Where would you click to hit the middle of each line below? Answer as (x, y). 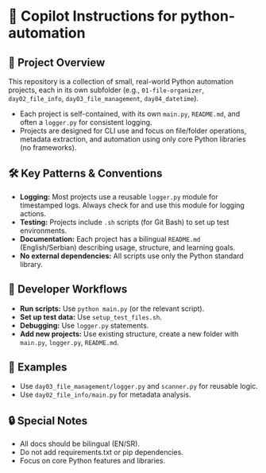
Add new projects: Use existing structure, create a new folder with (129, 334)
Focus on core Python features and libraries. (92, 461)
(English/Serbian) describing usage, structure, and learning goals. (127, 247)
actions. (33, 213)
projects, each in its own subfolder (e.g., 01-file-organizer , (106, 90)
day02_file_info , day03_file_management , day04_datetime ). (104, 98)
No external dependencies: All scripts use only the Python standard (131, 256)
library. (31, 264)
